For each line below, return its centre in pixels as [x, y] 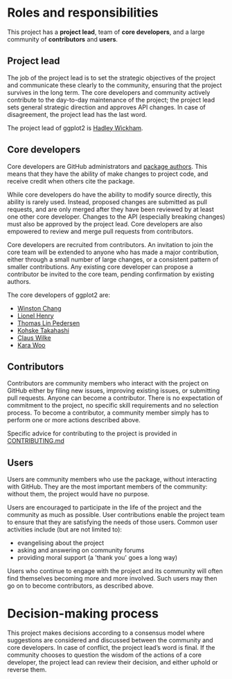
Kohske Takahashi [43, 330]
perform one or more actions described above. [74, 420]
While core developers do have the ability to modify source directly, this [110, 194]
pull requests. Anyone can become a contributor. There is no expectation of [115, 398]
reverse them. [27, 670]
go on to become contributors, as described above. [80, 586]
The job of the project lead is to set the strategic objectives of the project [111, 78]
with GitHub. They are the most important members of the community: [107, 487]
